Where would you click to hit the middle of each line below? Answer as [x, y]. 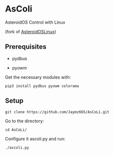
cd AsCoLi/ [16, 130]
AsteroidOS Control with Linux [35, 22]
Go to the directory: [24, 121]
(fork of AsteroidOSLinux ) [31, 31]
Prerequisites [26, 47]
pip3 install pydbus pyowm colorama [42, 86]
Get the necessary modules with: [38, 77]
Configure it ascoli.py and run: [35, 139]
